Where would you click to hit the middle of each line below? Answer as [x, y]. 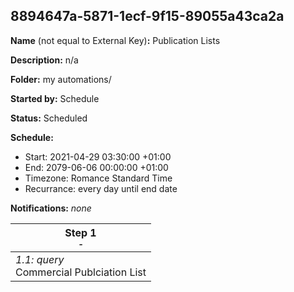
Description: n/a [44, 60]
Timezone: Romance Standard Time [98, 178]
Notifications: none [51, 208]
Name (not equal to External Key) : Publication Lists [115, 40]
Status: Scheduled [49, 118]
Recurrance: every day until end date [101, 188]
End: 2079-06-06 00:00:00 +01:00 [96, 167]
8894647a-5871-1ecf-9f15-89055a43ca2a [147, 16]
